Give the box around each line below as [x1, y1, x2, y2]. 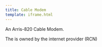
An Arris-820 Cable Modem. [5, 26, 64, 32]
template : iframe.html [5, 12, 53, 17]
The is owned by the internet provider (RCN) [5, 36, 97, 42]
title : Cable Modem [5, 7, 46, 13]
